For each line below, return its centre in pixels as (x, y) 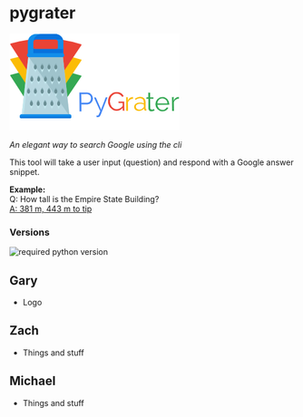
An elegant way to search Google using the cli (96, 144)
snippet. (24, 171)
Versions (29, 232)
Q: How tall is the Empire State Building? (84, 199)
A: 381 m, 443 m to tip (51, 208)
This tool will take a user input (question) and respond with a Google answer (151, 162)
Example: (28, 189)
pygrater (43, 13)
